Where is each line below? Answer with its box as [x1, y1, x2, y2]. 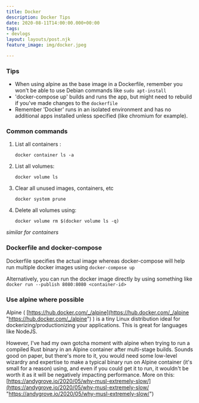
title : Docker [6, 8, 42, 15]
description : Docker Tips [6, 14, 70, 20]
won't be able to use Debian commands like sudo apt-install [14, 87, 167, 94]
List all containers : [14, 141, 61, 148]
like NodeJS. [6, 328, 38, 335]
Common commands [6, 127, 68, 136]
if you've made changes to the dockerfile [14, 100, 118, 107]
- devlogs [6, 31, 31, 37]
